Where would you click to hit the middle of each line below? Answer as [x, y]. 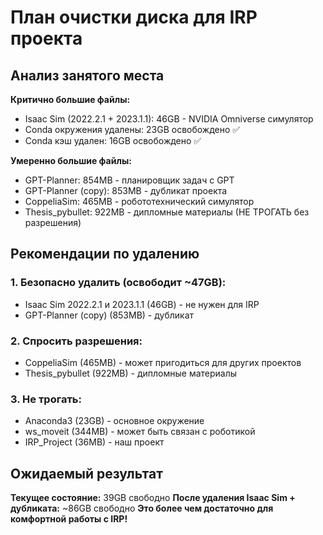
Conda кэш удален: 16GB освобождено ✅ [113, 140]
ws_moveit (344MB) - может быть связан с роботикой [140, 432]
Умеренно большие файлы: [71, 160]
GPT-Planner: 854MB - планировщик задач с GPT [129, 180]
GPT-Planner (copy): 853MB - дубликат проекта [126, 190]
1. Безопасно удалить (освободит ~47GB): [118, 283]
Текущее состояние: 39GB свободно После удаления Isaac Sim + [153, 498]
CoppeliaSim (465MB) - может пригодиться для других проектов [163, 362]
